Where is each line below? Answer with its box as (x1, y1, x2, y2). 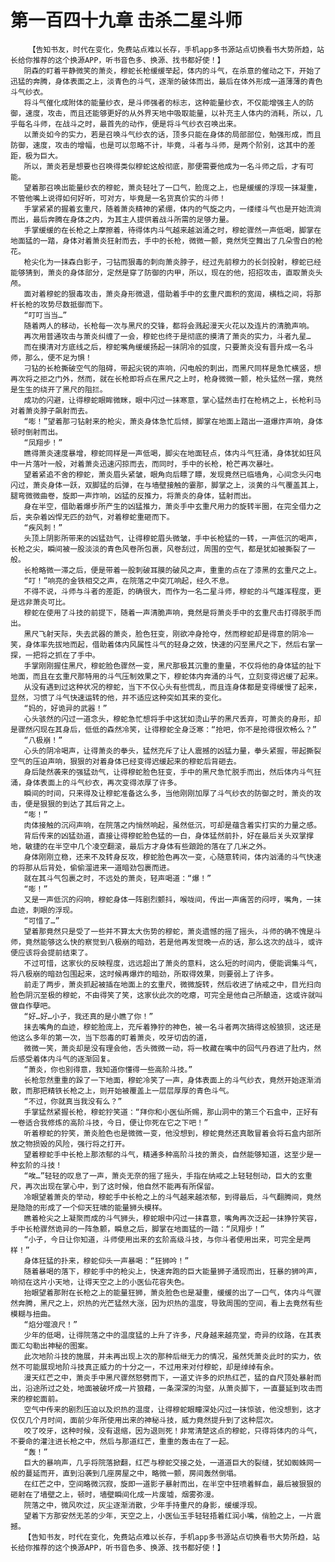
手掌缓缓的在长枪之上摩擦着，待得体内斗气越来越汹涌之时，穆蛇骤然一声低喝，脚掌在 (23, 225, 322, 235)
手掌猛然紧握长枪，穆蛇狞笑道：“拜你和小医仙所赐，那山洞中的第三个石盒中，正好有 (23, 1107, 319, 1117)
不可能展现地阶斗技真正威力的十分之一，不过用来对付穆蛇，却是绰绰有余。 (17, 1362, 279, 1372)
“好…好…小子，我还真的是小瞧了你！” (23, 1011, 154, 1021)
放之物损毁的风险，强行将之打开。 (10, 1139, 130, 1149)
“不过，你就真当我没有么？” (23, 1096, 123, 1106)
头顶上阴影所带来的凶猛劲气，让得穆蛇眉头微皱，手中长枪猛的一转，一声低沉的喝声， (23, 533, 322, 543)
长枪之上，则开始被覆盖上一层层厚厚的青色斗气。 (62, 1086, 234, 1096)
